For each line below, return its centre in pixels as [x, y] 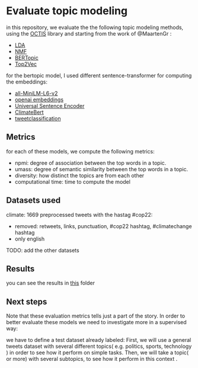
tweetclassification [38, 118]
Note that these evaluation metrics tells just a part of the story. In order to [96, 316]
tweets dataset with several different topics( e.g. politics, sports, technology [99, 346]
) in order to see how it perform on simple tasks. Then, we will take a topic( [98, 353]
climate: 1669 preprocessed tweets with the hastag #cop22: [79, 215]
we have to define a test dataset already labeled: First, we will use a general [99, 340]
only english [30, 239]
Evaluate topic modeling [67, 11]
